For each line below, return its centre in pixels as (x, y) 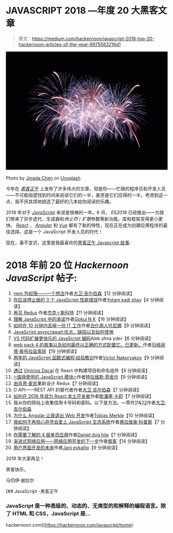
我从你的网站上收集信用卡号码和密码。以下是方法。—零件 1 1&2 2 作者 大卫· (90, 403)
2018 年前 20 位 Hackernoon (67, 265)
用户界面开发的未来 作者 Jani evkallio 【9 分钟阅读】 (66, 448)
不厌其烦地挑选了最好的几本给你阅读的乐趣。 (66, 201)
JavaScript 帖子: (42, 278)
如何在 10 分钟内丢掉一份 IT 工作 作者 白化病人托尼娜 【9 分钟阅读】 (83, 326)
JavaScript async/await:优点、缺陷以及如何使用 (63, 332)
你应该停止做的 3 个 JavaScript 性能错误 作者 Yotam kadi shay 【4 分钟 (86, 300)
